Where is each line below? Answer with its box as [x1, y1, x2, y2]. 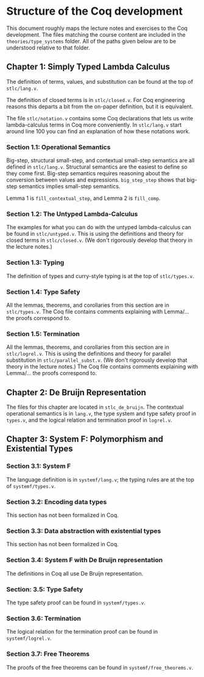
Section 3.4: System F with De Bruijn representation [6, 556, 163, 565]
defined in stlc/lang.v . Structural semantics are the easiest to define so [6, 163, 188, 170]
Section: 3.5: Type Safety [6, 585, 83, 593]
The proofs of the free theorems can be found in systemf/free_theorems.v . [6, 664, 194, 671]
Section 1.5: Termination [6, 329, 80, 338]
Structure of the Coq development [6, 4, 183, 18]
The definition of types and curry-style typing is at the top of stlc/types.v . [6, 272, 194, 279]
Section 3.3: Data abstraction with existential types [6, 527, 161, 535]
